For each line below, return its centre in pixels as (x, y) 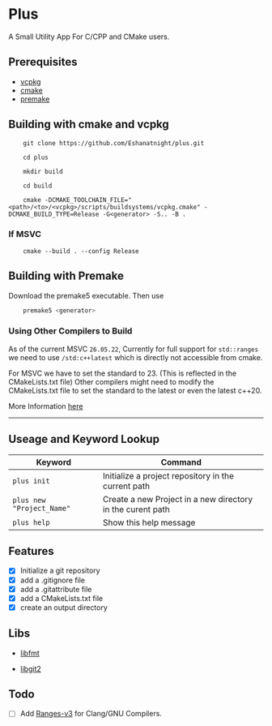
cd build (38, 186)
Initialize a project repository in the (168, 475)
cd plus (36, 157)
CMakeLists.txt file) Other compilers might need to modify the (111, 381)
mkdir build (43, 171)
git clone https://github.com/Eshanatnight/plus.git (114, 143)
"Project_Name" (42, 508)
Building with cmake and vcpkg (89, 125)
